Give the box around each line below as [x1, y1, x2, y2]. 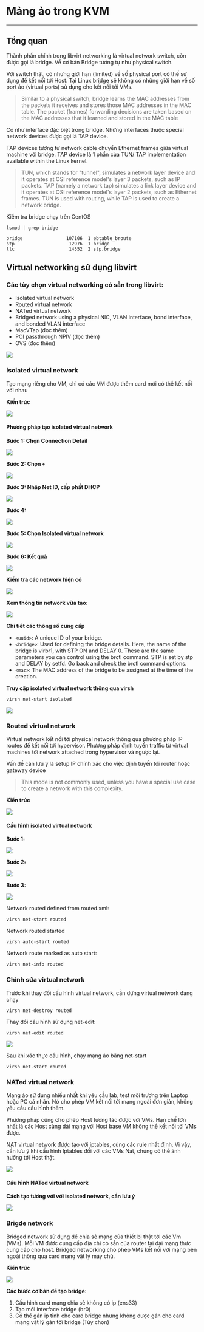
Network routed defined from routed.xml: [6, 905, 109, 912]
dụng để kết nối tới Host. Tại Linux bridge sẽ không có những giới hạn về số [6, 77, 195, 84]
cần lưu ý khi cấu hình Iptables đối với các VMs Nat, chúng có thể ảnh [6, 1147, 181, 1155]
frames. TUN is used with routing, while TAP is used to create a [21, 194, 180, 202]
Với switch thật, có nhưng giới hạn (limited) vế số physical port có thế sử [6, 70, 187, 77]
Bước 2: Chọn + [6, 460, 46, 467]
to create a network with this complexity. [21, 785, 123, 792]
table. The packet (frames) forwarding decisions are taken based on [21, 108, 192, 115]
